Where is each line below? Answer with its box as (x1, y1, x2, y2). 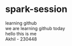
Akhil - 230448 (5, 36, 37, 42)
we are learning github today (5, 25, 65, 31)
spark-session (5, 3, 67, 15)
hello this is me (5, 30, 37, 36)
